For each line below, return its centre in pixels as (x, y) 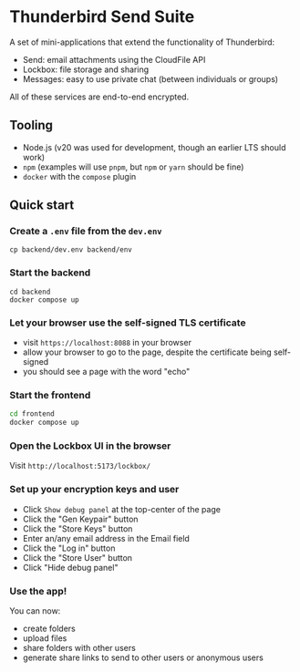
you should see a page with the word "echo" (106, 372)
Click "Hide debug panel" (70, 567)
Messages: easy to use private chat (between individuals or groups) (150, 78)
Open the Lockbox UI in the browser (90, 446)
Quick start (42, 206)
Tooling (31, 125)
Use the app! (38, 591)
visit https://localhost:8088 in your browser (107, 343)
